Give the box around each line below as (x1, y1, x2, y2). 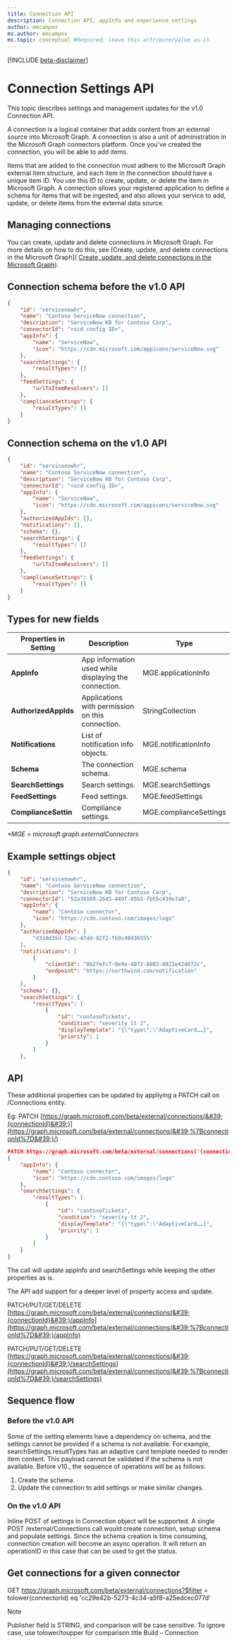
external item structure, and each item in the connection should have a (7, 169, 213, 177)
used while (81, 664, 118, 674)
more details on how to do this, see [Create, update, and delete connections (7, 245, 229, 254)
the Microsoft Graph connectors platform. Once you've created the (7, 140, 202, 149)
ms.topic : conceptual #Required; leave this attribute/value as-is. (7, 37, 213, 44)
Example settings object (7, 850, 116, 862)
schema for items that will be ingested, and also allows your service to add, (7, 191, 226, 200)
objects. (81, 749, 108, 758)
